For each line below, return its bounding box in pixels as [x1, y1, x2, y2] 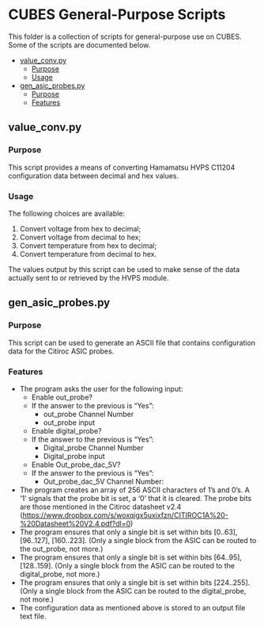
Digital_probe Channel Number [43, 442, 144, 453]
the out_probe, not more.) [19, 544, 104, 553]
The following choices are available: [8, 208, 125, 218]
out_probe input [43, 418, 96, 427]
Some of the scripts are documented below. [8, 40, 151, 49]
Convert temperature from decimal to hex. [19, 249, 157, 258]
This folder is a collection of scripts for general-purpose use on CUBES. [8, 32, 242, 41]
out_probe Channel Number [43, 409, 134, 419]
